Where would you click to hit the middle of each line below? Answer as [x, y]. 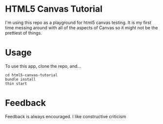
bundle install [20, 79]
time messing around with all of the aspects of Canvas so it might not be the [81, 27]
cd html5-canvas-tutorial [31, 75]
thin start [16, 83]
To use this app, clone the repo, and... [43, 66]
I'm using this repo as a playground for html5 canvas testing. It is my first [78, 22]
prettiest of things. [24, 33]
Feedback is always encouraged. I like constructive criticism [66, 116]
